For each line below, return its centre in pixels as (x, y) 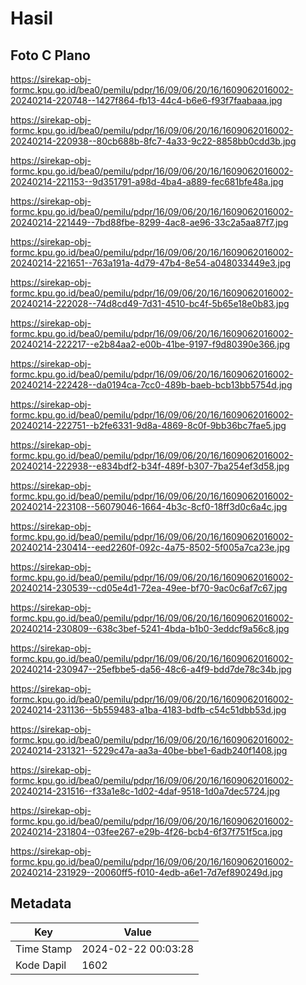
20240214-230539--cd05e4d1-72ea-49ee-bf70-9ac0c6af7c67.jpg (149, 588)
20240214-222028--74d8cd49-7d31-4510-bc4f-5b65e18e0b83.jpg (150, 303)
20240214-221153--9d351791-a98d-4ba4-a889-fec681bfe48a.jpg (147, 181)
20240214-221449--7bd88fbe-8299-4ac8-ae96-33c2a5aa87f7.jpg (149, 222)
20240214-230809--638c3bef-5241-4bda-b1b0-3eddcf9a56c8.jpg (150, 628)
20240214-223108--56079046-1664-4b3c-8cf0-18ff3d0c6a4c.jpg (149, 506)
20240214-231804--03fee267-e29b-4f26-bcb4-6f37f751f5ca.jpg (146, 831)
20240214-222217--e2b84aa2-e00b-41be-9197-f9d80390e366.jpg (150, 344)
